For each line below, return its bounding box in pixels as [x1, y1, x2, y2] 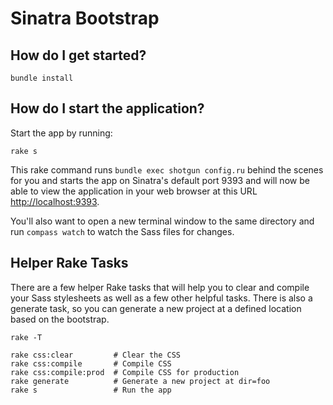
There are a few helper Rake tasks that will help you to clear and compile [10, 281, 310, 293]
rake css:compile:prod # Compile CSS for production [10, 367, 240, 377]
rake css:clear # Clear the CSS [10, 350, 182, 360]
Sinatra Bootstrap [10, 7, 160, 30]
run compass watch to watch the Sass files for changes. [10, 225, 235, 237]
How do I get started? [10, 47, 147, 64]
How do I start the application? [10, 100, 205, 117]
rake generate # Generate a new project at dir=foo [10, 376, 271, 386]
